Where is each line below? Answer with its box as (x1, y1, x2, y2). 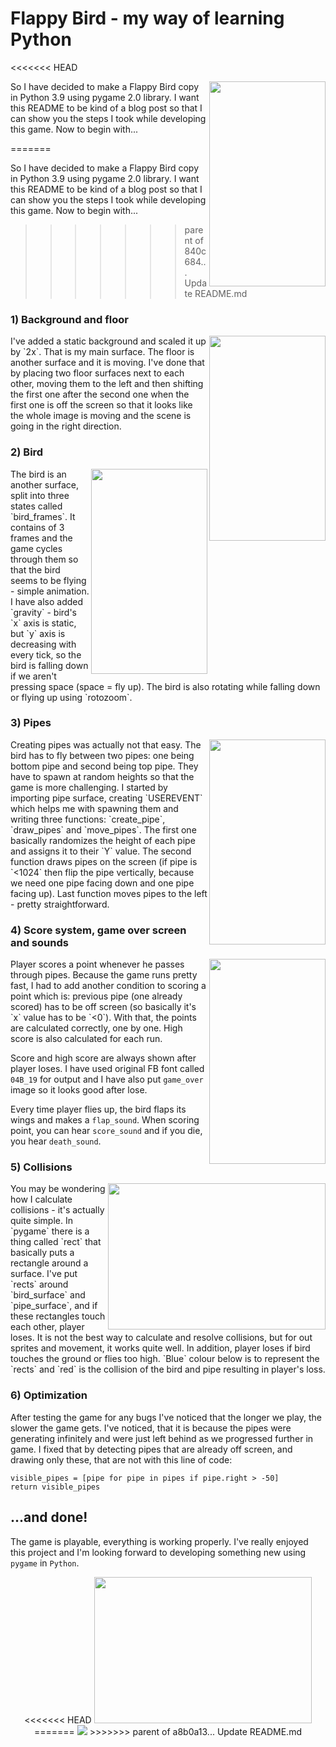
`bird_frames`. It (10, 510, 76, 522)
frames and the (10, 532, 73, 544)
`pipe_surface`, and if (10, 1300, 98, 1312)
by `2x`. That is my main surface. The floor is (10, 346, 195, 358)
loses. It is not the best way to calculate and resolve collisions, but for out (10, 1332, 313, 1344)
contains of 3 (10, 521, 65, 533)
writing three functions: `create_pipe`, (10, 813, 166, 825)
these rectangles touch (10, 1310, 106, 1322)
